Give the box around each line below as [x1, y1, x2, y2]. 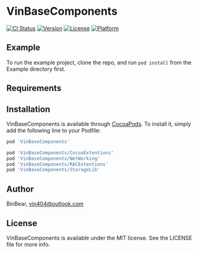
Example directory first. [6, 65, 66, 72]
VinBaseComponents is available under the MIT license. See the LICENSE [6, 234, 192, 241]
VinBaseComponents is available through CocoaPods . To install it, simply [6, 120, 191, 127]
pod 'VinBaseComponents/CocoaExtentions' [6, 149, 114, 156]
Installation [6, 104, 50, 114]
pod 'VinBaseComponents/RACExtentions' [6, 161, 109, 167]
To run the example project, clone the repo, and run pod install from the [6, 58, 192, 66]
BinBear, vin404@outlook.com [6, 200, 84, 208]
